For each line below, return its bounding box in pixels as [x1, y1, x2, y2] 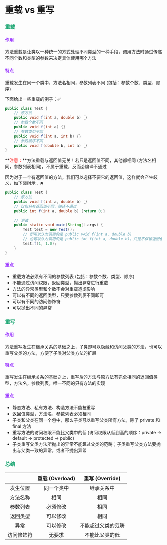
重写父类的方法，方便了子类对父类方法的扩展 [5, 350, 97, 356]
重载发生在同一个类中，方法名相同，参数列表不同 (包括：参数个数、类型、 [5, 79, 157, 85]
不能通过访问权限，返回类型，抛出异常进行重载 [12, 279, 108, 286]
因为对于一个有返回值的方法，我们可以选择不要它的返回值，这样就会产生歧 [5, 174, 158, 180]
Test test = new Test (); [23, 227, 75, 232]
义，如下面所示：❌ [5, 180, 44, 186]
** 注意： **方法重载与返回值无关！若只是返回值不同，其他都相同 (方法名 [5, 157, 152, 163]
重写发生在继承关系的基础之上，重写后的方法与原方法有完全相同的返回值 [5, 374, 153, 380]
